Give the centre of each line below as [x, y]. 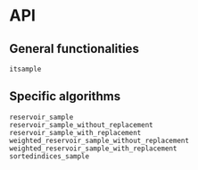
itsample [25, 69]
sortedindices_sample [49, 156]
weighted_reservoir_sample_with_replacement [93, 149]
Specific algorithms [65, 96]
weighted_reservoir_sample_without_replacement [99, 140]
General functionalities [74, 49]
